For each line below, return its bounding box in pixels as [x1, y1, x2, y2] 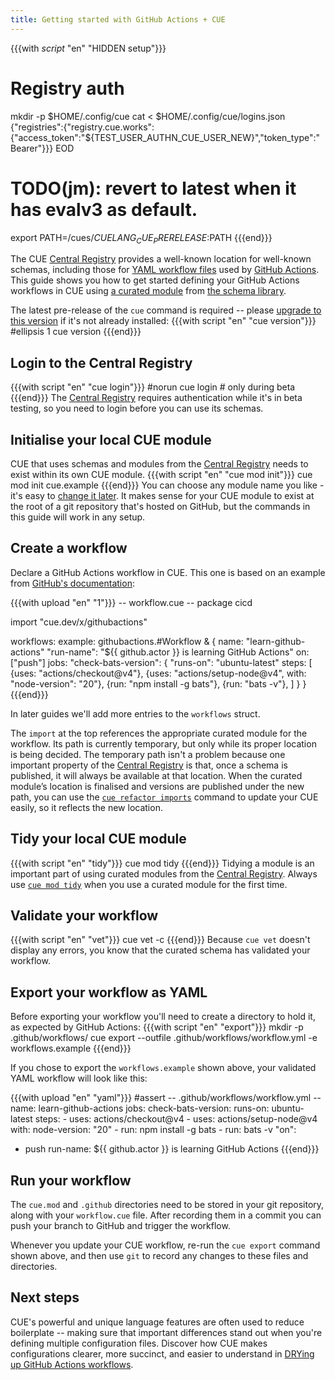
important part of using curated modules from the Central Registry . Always [10, 867, 318, 880]
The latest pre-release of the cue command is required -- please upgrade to [10, 304, 322, 316]
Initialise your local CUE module [10, 431, 212, 448]
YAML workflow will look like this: [10, 1072, 148, 1085]
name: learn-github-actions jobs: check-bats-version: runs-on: [10, 1102, 270, 1115]
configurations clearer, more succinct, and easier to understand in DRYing [10, 1347, 315, 1360]
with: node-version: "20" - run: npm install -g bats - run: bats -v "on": [10, 1124, 297, 1136]
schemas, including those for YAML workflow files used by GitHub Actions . [10, 264, 320, 276]
